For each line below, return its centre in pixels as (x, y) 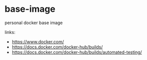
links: (10, 32)
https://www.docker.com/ (38, 42)
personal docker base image (34, 23)
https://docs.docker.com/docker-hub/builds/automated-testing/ (77, 52)
